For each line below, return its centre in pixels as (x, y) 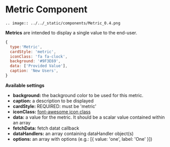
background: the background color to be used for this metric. (78, 95)
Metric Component (46, 10)
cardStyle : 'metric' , (33, 52)
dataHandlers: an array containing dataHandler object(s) (73, 133)
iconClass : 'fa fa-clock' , (39, 57)
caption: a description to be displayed (53, 101)
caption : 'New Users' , (34, 71)
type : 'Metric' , (26, 47)
